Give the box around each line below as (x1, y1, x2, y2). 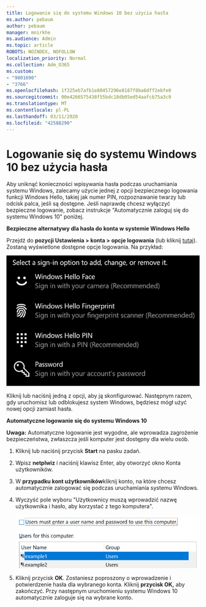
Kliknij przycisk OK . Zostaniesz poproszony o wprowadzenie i (15, 574, 172, 582)
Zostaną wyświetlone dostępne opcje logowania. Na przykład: (6, 243, 164, 251)
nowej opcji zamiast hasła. (6, 405, 73, 412)
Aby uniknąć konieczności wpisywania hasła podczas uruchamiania (6, 180, 178, 188)
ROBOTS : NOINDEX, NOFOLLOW (6, 49, 75, 55)
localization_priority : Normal (6, 55, 86, 61)
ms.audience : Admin (6, 36, 56, 42)
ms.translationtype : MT (6, 101, 67, 107)
